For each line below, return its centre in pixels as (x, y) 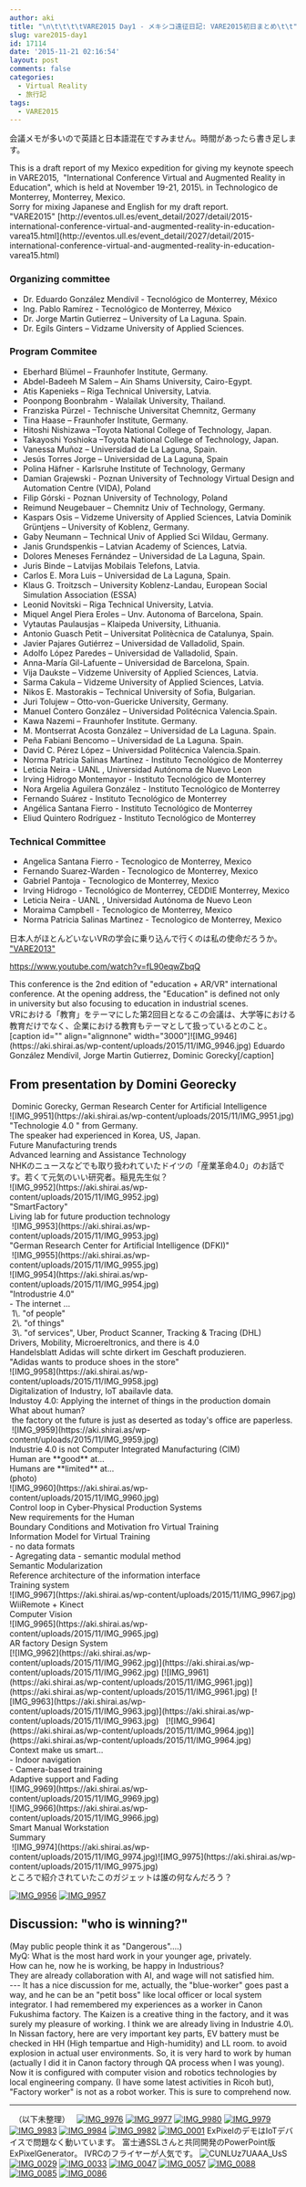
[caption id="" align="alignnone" (71, 1036)
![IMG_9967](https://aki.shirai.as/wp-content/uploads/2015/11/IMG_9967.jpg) (153, 1594)
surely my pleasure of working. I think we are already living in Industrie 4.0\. (152, 2024)
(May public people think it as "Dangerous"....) (96, 1946)
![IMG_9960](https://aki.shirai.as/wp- (79, 1488)
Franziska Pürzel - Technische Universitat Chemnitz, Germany (139, 410)
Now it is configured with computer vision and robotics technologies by (143, 2072)
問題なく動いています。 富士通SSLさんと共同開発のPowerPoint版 (154, 2141)
